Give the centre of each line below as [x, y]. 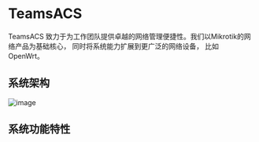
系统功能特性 [39, 129]
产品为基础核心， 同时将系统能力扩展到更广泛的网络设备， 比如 [117, 46]
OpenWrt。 [26, 56]
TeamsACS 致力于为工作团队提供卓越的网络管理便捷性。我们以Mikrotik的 [126, 36]
